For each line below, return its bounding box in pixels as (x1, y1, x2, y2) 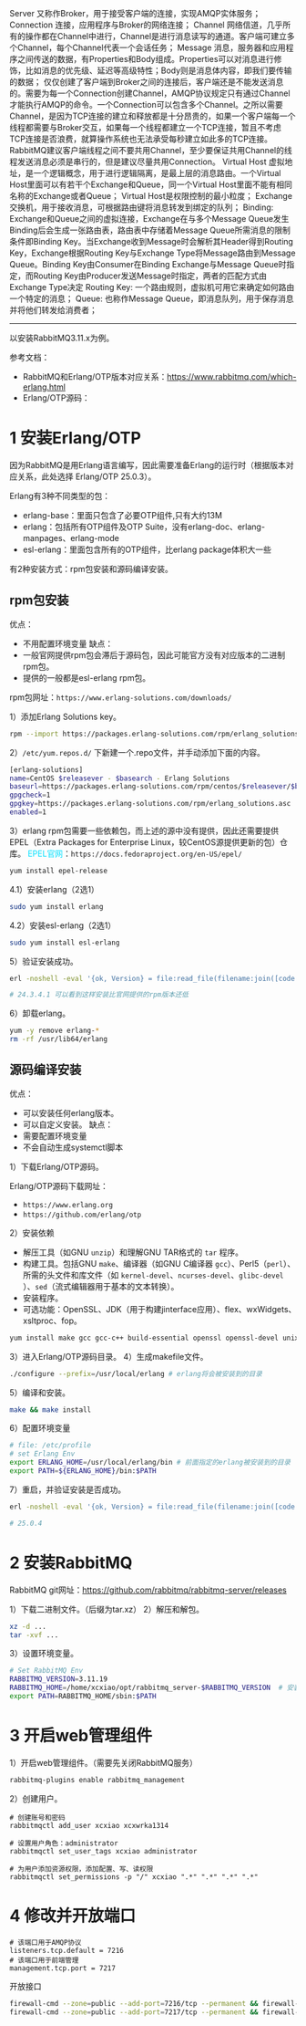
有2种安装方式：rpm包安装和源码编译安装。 (9, 563, 173, 574)
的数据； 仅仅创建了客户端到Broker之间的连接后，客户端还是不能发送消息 (9, 77, 284, 87)
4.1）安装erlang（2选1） (9, 883, 100, 894)
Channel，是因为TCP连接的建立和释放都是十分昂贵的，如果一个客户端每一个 (9, 110, 296, 121)
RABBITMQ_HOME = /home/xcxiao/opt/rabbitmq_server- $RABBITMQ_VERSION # (9, 1683, 283, 1693)
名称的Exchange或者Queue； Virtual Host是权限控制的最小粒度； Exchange (9, 191, 293, 201)
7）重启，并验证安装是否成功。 (9, 1484, 126, 1495)
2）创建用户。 (9, 1792, 63, 1804)
